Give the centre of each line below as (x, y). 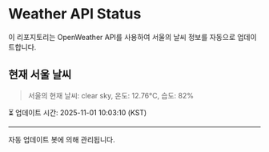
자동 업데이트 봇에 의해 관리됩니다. (62, 139)
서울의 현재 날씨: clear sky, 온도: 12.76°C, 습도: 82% (111, 95)
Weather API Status (75, 14)
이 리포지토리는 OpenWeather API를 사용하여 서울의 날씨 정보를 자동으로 (122, 37)
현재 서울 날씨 (40, 75)
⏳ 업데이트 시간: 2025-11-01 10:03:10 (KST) (78, 112)
